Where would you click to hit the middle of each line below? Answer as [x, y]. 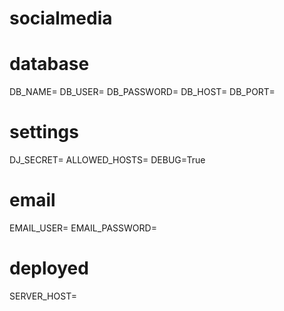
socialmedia [61, 18]
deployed [49, 268]
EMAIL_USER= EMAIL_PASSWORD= [83, 228]
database [49, 64]
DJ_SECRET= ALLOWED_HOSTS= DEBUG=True [107, 160]
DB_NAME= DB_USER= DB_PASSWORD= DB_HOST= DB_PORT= [142, 92]
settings [44, 132]
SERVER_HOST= [43, 296]
